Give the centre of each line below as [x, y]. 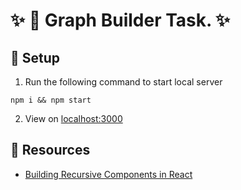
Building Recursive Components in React [108, 174]
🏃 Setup [35, 57]
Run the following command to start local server [123, 82]
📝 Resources [50, 150]
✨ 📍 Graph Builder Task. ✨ [120, 20]
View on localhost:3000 [73, 118]
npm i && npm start [51, 100]
